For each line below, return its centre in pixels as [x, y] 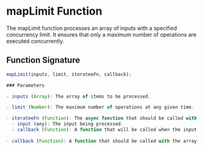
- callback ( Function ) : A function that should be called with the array [102, 141]
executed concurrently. [35, 41]
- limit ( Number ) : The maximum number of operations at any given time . [100, 107]
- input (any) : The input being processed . [67, 124]
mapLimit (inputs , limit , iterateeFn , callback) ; [69, 74]
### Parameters [26, 85]
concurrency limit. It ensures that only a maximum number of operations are [101, 34]
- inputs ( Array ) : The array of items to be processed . [78, 96]
